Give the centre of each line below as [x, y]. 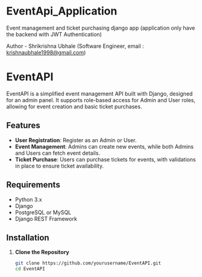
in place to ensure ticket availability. [59, 166]
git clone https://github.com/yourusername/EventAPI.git [88, 263]
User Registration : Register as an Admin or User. [76, 140]
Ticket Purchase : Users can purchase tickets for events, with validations [105, 159]
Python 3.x [28, 199]
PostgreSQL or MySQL [43, 212]
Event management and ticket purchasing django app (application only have [101, 28]
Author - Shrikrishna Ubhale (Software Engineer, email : [75, 46]
